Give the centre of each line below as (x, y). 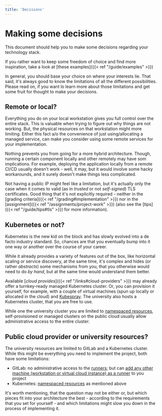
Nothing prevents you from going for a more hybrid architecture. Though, (78, 154)
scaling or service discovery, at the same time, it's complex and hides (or (78, 261)
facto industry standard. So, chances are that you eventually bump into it (78, 242)
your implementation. (26, 144)
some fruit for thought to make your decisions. (51, 92)
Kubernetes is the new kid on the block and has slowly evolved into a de (77, 236)
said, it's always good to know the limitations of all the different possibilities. (81, 81)
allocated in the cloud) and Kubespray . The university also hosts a (71, 297)
